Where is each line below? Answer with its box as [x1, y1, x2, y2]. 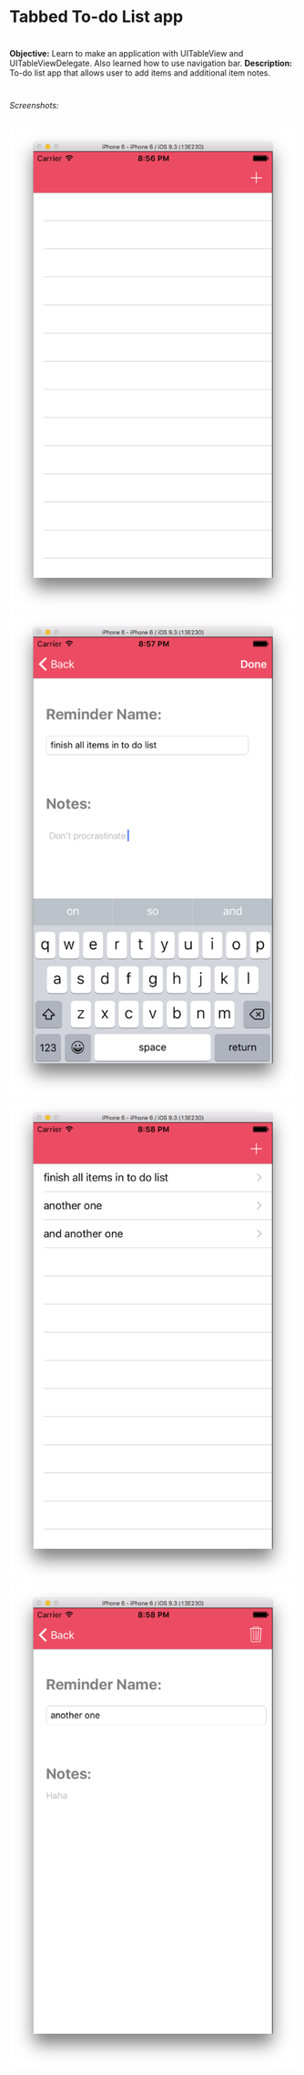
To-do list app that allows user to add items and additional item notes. [9, 67, 271, 78]
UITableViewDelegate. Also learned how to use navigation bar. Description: [9, 57, 293, 69]
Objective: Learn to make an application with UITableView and [9, 48, 244, 59]
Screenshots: [9, 99, 59, 110]
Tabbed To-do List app [9, 6, 184, 27]
